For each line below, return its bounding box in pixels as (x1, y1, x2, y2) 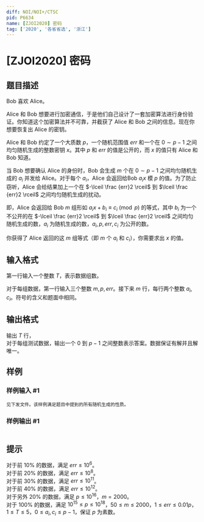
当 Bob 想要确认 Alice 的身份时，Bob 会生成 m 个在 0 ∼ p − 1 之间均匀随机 (6, 167, 192, 174)
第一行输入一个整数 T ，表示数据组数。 (6, 272, 102, 279)
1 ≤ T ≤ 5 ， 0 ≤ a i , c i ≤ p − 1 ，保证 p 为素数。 (6, 509, 119, 517)
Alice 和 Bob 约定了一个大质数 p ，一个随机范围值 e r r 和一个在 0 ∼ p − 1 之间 (6, 138, 197, 146)
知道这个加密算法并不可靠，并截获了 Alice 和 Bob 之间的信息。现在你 (22, 118, 195, 126)
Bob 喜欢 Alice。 (6, 98, 48, 105)
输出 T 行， (6, 332, 35, 339)
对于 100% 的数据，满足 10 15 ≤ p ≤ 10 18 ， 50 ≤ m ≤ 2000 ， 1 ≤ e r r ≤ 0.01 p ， (6, 499, 197, 508)
